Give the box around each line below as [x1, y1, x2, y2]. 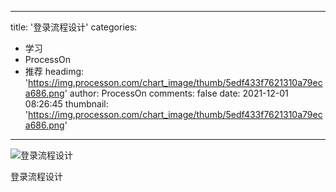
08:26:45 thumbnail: [24, 98, 109, 110]
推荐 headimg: [24, 66, 85, 77]
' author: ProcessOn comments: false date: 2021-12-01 [64, 87, 289, 99]
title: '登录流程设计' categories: [10, 21, 138, 33]
